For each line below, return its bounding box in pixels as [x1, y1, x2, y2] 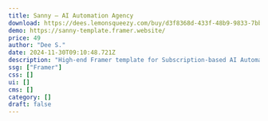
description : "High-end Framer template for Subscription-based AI [8, 57, 238, 64]
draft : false [8, 100, 52, 108]
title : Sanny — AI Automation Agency [8, 11, 134, 20]
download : [8, 19, 41, 27]
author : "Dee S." [8, 41, 66, 49]
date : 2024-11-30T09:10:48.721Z [8, 49, 116, 57]
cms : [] [8, 85, 34, 94]
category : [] [8, 93, 52, 101]
